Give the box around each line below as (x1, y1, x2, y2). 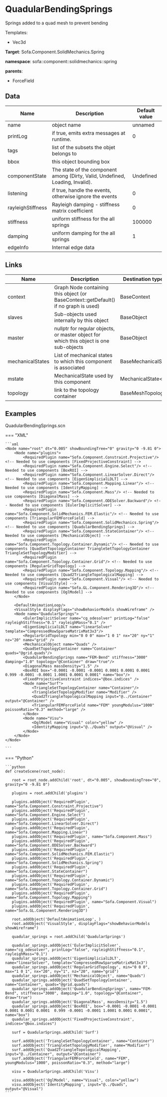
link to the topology (54, 386, 99, 393)
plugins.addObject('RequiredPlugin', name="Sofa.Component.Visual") (11, 900, 157, 905)
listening (7, 190, 28, 197)
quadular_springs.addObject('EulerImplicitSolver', (11, 943, 121, 948)
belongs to (52, 150, 77, 157)
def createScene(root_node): (5, 769, 66, 774)
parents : (5, 68, 23, 74)
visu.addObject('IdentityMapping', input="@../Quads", (11, 1082, 128, 1087)
